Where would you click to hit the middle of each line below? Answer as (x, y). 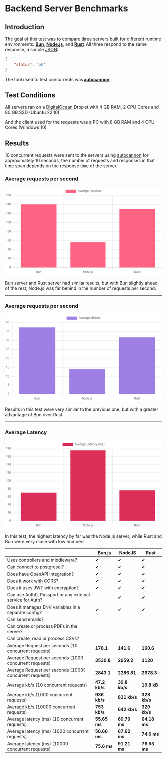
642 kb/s (127, 709)
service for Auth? (25, 600)
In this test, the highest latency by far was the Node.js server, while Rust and (83, 536)
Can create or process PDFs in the (42, 626)
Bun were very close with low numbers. (45, 542)
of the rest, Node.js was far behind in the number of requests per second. (81, 288)
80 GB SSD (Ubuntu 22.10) (32, 112)
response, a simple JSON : (32, 50)
